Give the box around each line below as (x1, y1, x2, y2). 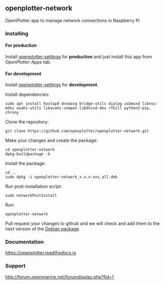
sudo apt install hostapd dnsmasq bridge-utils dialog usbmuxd (5, 101, 140, 106)
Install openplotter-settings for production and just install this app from (5, 53, 152, 59)
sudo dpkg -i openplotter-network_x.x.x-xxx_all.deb (5, 175, 118, 180)
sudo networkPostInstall (5, 193, 57, 198)
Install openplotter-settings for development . (5, 82, 99, 88)
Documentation (5, 239, 44, 246)
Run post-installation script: (5, 183, 62, 189)
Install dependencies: (5, 92, 50, 98)
